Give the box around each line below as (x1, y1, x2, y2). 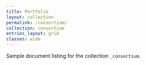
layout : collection (6, 14, 54, 20)
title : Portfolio (6, 8, 49, 15)
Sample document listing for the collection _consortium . (6, 53, 141, 59)
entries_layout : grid (6, 31, 59, 37)
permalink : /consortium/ (6, 19, 67, 25)
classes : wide (6, 36, 41, 42)
